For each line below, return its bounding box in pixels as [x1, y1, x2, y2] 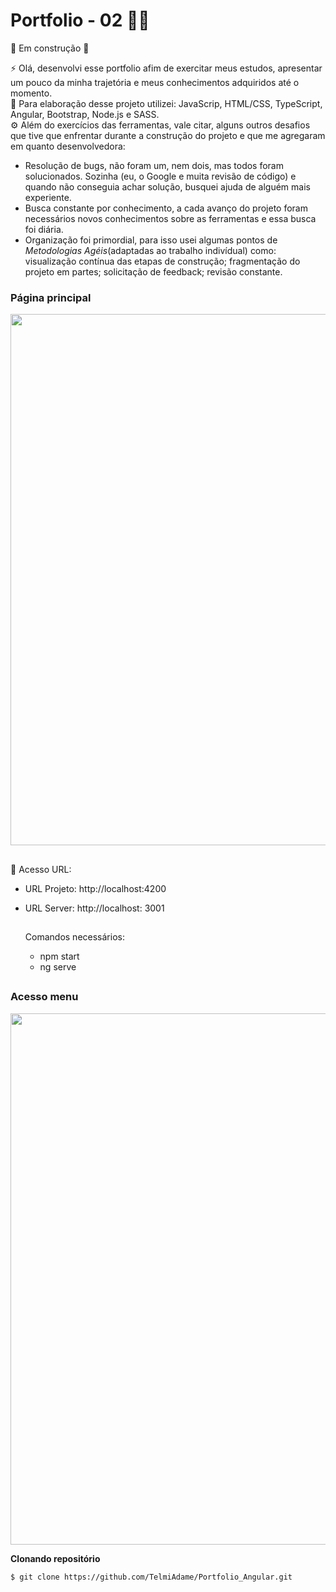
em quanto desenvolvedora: [10, 140, 126, 152]
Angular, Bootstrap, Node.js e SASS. [10, 108, 160, 120]
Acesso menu [10, 990, 79, 1004]
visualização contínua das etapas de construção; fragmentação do [24, 255, 301, 267]
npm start [39, 950, 80, 963]
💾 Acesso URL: [10, 863, 72, 875]
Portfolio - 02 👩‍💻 [10, 9, 150, 32]
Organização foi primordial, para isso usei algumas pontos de [24, 234, 278, 246]
